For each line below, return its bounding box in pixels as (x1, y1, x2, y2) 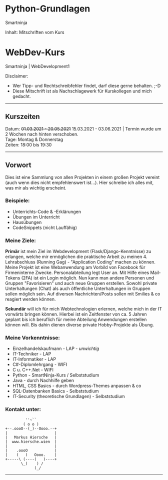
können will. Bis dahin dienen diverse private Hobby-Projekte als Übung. (5, 322, 154, 328)
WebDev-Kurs (5, 47, 65, 58)
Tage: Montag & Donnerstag (5, 136, 63, 142)
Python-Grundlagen (5, 3, 90, 14)
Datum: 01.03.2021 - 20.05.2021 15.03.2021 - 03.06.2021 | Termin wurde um (5, 125, 161, 131)
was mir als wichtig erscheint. (5, 184, 66, 190)
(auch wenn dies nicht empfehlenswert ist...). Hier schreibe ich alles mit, (5, 179, 154, 185)
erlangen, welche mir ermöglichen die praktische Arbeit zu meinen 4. (5, 253, 147, 260)
